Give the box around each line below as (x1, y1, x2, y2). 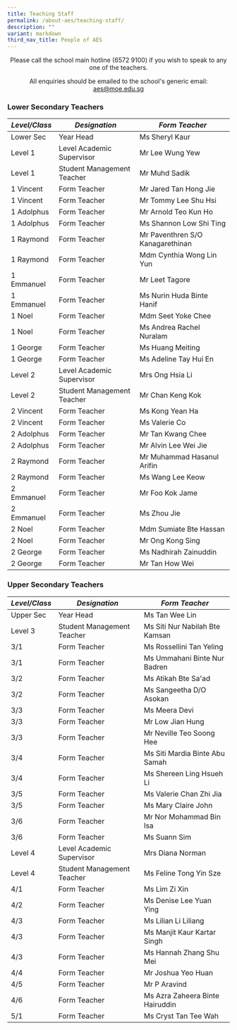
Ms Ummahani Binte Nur (143, 653, 224, 663)
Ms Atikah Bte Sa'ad (143, 673, 210, 683)
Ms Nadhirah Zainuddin (139, 547, 217, 557)
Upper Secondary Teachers (7, 580, 104, 589)
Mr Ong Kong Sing (139, 536, 200, 546)
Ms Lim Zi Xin (143, 884, 189, 894)
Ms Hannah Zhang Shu (143, 948, 220, 957)
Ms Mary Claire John (143, 800, 213, 810)
